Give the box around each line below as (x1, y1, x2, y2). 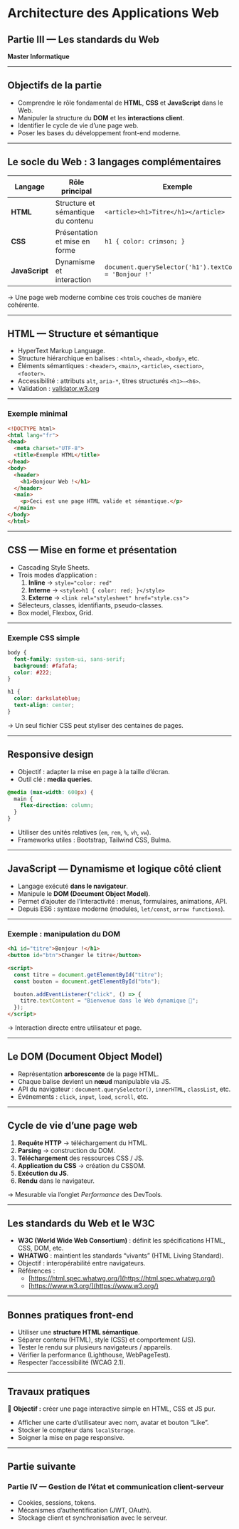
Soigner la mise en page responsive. (17, 1434, 125, 1442)
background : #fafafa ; (14, 662, 78, 669)
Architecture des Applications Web (7, 5, 219, 21)
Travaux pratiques (7, 1385, 90, 1397)
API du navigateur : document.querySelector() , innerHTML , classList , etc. (17, 1085, 231, 1093)
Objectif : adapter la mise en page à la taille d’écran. (17, 767, 171, 776)
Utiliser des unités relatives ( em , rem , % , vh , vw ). (17, 828, 152, 837)
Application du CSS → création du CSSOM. (17, 1161, 146, 1169)
